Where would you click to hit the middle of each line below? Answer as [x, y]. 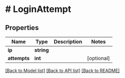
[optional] [98, 58]
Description [68, 42]
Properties [22, 28]
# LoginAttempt [38, 9]
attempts [19, 58]
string [41, 50]
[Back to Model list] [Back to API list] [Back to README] [62, 70]
